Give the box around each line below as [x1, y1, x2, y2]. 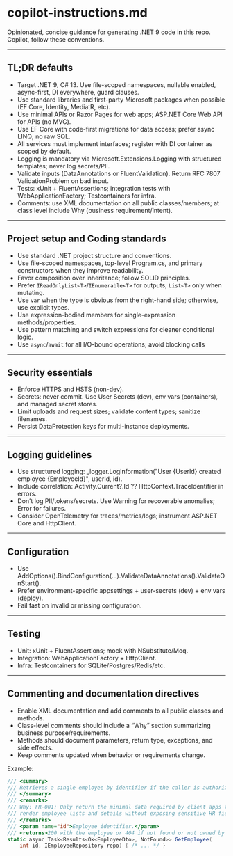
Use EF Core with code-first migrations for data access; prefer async [17, 125, 215, 133]
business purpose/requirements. [17, 729, 111, 737]
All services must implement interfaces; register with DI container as [17, 139, 213, 148]
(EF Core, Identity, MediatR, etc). [17, 102, 111, 111]
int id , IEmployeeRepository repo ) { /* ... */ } [19, 842, 166, 850]
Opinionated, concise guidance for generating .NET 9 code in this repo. [7, 28, 212, 36]
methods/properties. [17, 318, 76, 326]
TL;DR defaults [7, 62, 74, 74]
